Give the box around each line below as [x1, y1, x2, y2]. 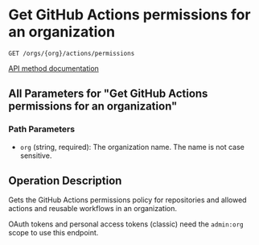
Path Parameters [8, 123, 75, 135]
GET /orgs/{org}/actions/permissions [8, 49, 135, 57]
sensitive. [19, 151, 52, 160]
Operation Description [8, 174, 122, 188]
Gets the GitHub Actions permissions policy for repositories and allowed [8, 195, 247, 205]
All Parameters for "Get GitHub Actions [8, 87, 208, 101]
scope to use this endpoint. [8, 228, 99, 238]
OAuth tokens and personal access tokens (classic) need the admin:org [8, 219, 244, 229]
